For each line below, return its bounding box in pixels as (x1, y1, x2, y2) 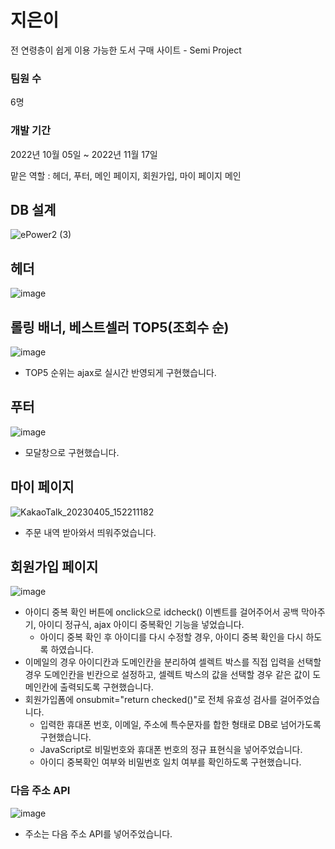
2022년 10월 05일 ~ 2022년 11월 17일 (10, 148, 158, 160)
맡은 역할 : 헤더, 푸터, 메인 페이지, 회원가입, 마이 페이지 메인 (10, 169, 242, 181)
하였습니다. (50, 644, 94, 656)
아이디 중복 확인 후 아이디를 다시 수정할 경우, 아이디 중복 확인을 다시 (39, 631, 304, 643)
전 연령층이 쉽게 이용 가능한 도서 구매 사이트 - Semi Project (10, 44, 242, 56)
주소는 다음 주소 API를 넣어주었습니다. (24, 827, 173, 840)
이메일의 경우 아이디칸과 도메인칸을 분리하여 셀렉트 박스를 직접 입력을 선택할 (24, 656, 322, 668)
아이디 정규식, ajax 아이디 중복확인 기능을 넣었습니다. (38, 619, 245, 631)
